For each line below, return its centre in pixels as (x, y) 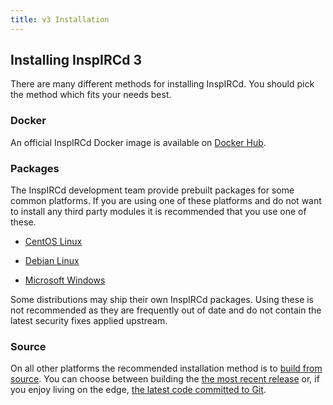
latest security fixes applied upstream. (89, 321)
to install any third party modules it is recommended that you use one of (158, 212)
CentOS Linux (53, 242)
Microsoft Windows (65, 280)
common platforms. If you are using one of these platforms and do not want (166, 201)
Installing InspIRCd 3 (76, 60)
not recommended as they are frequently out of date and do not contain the (166, 310)
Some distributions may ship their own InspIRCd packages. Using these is (162, 300)
